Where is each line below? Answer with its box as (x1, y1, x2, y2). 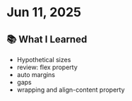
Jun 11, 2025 (6, 4, 82, 20)
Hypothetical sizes (16, 56, 71, 64)
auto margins (16, 71, 56, 78)
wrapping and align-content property (16, 85, 125, 94)
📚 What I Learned (6, 33, 88, 45)
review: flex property (16, 63, 78, 71)
